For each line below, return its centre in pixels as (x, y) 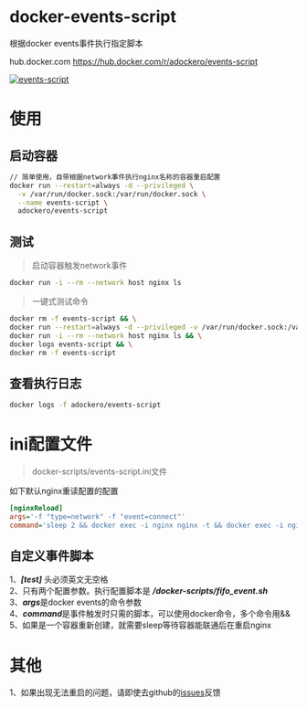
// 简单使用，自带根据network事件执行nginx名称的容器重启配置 (115, 177)
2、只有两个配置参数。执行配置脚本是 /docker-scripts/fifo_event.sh (138, 591)
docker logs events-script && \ (71, 344)
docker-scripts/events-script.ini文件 (99, 471)
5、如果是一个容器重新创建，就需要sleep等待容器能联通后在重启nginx (141, 625)
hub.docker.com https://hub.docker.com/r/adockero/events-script (134, 61)
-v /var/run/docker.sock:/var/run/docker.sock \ (112, 194)
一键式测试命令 (60, 301)
